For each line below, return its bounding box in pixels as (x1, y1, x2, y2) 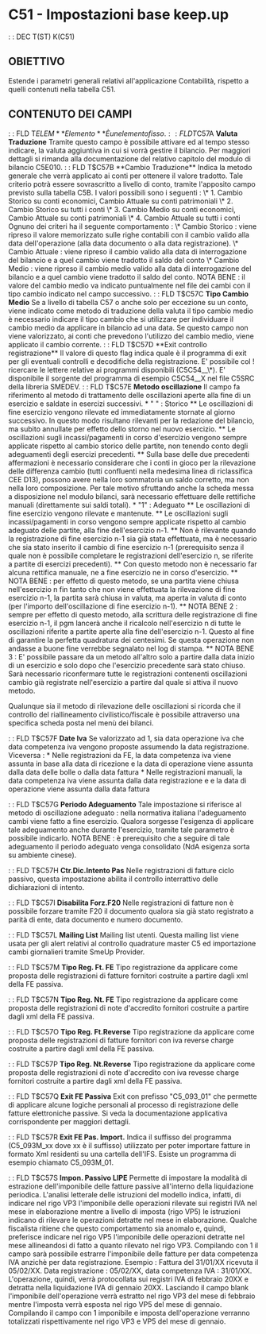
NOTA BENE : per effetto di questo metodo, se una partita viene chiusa (8, 576, 240, 586)
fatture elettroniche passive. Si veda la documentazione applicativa (8, 1108, 228, 1118)
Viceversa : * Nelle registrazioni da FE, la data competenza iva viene (8, 750, 232, 760)
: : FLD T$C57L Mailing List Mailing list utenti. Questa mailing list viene (8, 930, 240, 939)
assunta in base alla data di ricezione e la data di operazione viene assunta (8, 759, 253, 768)
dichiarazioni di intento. (8, 882, 85, 891)
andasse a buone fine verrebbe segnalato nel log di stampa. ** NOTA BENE (8, 644, 255, 653)
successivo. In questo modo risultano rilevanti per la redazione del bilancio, (8, 416, 255, 425)
